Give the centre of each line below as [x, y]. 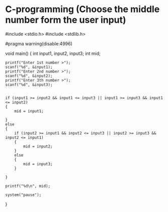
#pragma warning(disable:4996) [39, 43]
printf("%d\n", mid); [28, 186]
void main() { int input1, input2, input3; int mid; [53, 53]
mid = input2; [38, 146]
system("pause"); [23, 195]
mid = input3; [38, 164]
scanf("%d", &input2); [29, 76]
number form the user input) [66, 20]
